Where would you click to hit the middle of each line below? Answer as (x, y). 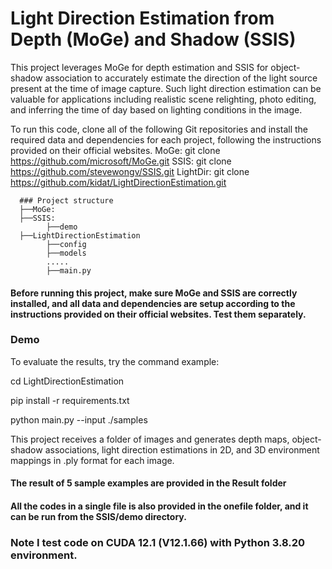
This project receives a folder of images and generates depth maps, (150, 439)
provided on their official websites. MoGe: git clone (115, 150)
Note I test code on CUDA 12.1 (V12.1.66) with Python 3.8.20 (158, 542)
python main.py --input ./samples (79, 419)
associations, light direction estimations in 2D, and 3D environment (182, 449)
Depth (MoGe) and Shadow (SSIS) (153, 39)
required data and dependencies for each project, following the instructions (166, 139)
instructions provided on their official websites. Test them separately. (158, 314)
